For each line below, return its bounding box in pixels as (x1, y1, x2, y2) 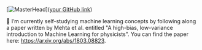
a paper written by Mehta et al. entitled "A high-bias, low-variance (6, 24, 173, 31)
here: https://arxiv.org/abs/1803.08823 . (6, 37, 106, 44)
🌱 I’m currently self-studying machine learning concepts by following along (6, 18, 196, 24)
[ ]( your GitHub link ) (6, 6, 93, 13)
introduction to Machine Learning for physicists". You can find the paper (6, 30, 189, 38)
